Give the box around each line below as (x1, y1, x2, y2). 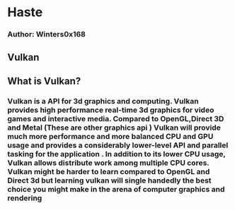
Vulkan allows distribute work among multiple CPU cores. (7, 158, 210, 168)
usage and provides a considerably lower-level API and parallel (7, 140, 229, 150)
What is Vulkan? (7, 75, 81, 87)
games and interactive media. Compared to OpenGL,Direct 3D (7, 113, 224, 123)
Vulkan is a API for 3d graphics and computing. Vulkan (7, 96, 200, 106)
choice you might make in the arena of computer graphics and (7, 184, 225, 194)
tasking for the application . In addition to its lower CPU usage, (7, 149, 226, 159)
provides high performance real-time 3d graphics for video (7, 105, 214, 115)
